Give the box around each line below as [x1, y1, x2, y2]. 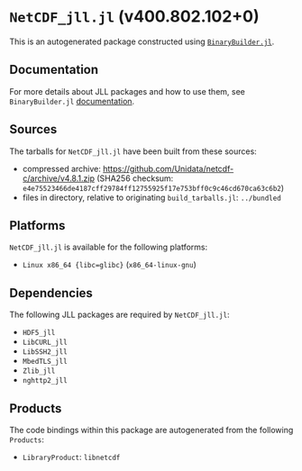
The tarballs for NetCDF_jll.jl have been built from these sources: [9, 146, 257, 157]
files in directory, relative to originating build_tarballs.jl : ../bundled [22, 192, 281, 203]
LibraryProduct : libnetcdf [22, 452, 121, 462]
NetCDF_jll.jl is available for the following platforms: [9, 241, 208, 253]
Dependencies [9, 285, 93, 301]
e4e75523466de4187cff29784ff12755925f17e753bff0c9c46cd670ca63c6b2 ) [22, 182, 285, 193]
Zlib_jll [22, 367, 56, 376]
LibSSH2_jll [22, 348, 68, 357]
